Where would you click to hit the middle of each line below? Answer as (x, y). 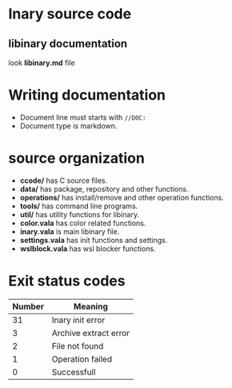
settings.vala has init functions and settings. (94, 240)
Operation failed (82, 359)
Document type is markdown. (68, 126)
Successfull (74, 372)
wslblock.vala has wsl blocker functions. (88, 249)
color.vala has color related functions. (83, 223)
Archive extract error (91, 333)
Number (28, 306)
